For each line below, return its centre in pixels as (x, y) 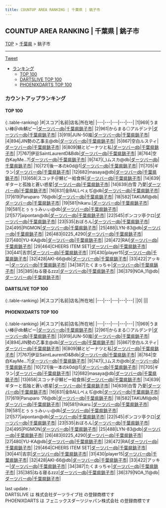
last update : (18, 488)
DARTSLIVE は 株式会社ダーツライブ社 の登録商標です (60, 494)
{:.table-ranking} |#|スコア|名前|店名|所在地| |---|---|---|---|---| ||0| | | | (77, 300)
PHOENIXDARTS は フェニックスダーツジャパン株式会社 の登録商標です (78, 501)
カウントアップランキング (35, 99)
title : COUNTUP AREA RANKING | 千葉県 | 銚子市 (53, 10)
